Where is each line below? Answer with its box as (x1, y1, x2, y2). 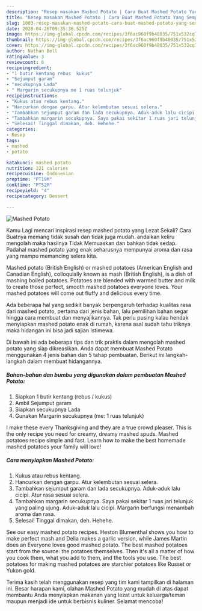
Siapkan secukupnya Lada (14, 406, 81, 413)
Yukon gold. (6, 566, 36, 574)
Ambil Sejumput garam (14, 399, 72, 406)
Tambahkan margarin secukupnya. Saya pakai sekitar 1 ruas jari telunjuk (14, 497, 194, 504)
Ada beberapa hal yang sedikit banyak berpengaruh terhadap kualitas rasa (6, 301, 191, 308)
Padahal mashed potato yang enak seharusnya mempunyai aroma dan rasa (6, 246, 193, 253)
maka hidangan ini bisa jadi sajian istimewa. (6, 326, 114, 334)
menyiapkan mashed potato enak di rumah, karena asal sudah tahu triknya (6, 320, 191, 327)
